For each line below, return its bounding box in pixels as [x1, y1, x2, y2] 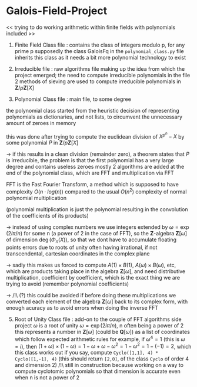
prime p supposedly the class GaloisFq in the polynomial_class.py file [14, 47, 184, 54]
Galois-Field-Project [6, 4, 108, 18]
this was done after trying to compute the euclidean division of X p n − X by [6, 131, 185, 140]
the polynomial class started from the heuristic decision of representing [6, 107, 179, 114]
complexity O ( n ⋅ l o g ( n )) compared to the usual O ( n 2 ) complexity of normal [6, 187, 187, 195]
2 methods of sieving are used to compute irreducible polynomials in [14, 78, 181, 85]
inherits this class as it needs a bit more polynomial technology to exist [14, 54, 186, 61]
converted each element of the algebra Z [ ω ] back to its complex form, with [6, 298, 188, 305]
